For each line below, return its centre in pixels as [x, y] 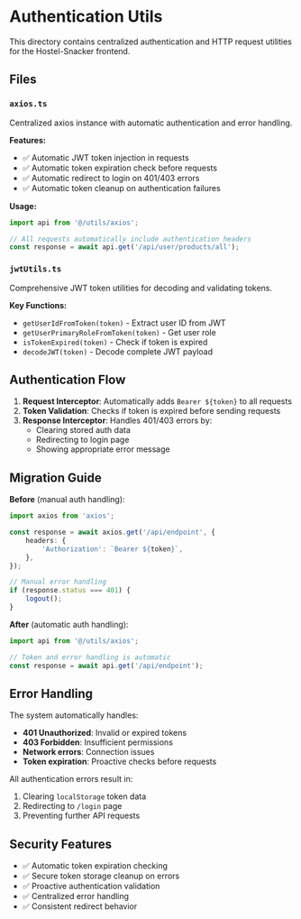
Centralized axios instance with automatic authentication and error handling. [151, 123]
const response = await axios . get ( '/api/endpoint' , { [113, 533]
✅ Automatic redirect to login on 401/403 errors [111, 178]
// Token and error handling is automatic [90, 657]
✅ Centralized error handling [75, 896]
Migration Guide [55, 478]
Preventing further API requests [81, 816]
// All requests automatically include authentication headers [131, 239]
